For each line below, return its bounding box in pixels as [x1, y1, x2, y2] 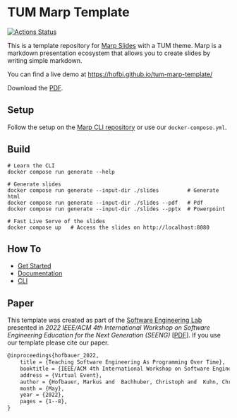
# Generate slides [7, 181, 61, 188]
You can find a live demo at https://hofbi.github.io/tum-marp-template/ [7, 70, 213, 78]
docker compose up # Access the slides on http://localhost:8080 [7, 224, 210, 231]
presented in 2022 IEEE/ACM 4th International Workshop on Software [7, 323, 210, 332]
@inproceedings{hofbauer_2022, [7, 352, 99, 359]
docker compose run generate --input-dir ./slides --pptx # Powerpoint [7, 205, 226, 213]
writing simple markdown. [7, 56, 83, 64]
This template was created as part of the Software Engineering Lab [7, 316, 202, 325]
